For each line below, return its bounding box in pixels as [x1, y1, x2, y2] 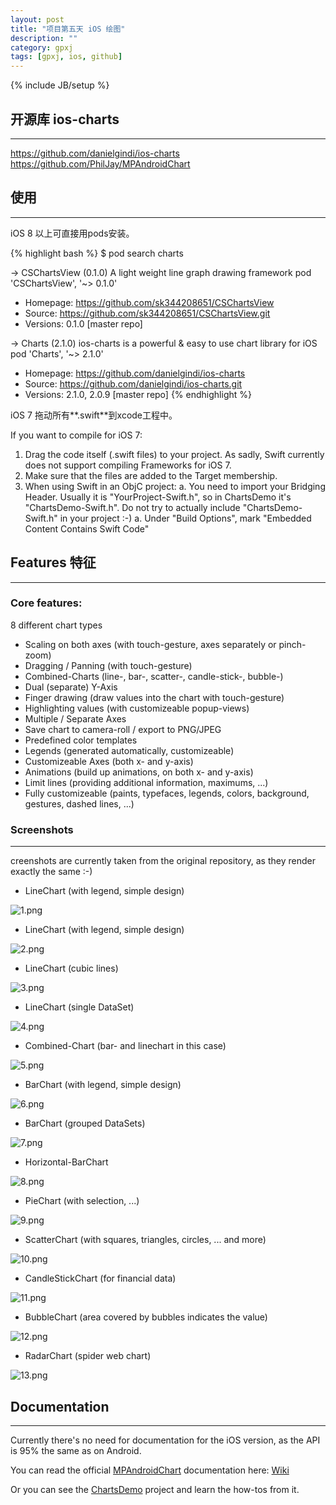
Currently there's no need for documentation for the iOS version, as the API [10, 1434, 321, 1446]
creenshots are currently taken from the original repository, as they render [10, 855, 316, 867]
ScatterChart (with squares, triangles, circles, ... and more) [24, 1234, 267, 1246]
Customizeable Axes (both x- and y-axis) [24, 755, 194, 767]
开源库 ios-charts [10, 111, 120, 128]
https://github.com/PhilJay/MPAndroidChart [10, 157, 191, 170]
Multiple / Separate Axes [24, 712, 127, 725]
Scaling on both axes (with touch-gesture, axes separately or [24, 638, 277, 650]
